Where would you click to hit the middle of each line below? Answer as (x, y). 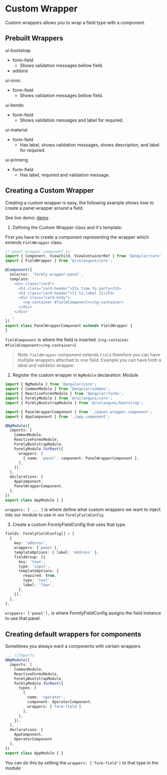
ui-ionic (13, 80)
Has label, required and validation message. (65, 175)
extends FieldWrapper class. (34, 242)
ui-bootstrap (18, 50)
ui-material (16, 130)
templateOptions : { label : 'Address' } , (57, 552)
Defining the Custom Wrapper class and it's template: (67, 227)
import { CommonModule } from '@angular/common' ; (58, 389)
